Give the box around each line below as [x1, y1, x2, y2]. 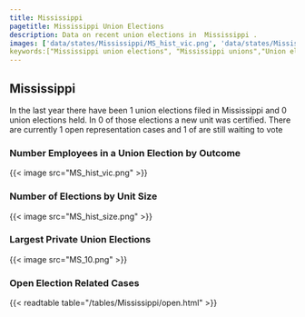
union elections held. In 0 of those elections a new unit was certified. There [9, 114, 291, 125]
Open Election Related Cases [9, 276, 140, 289]
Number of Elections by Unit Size [9, 190, 158, 203]
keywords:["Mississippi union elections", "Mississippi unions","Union [9, 47, 286, 56]
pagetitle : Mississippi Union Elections [9, 22, 165, 31]
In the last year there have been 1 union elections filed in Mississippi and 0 [9, 104, 288, 115]
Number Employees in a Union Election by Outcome [9, 146, 241, 159]
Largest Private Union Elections [9, 233, 152, 246]
